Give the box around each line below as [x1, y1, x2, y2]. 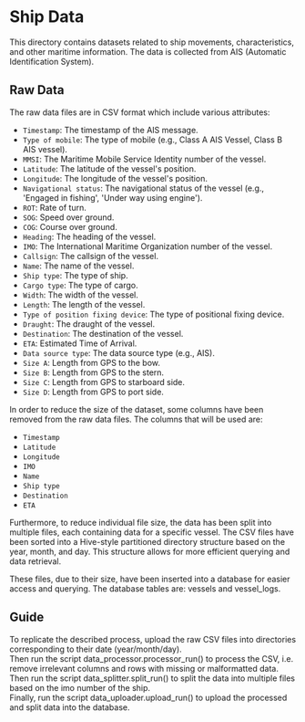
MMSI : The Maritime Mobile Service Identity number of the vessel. [22, 153, 267, 164]
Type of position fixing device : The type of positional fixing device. [22, 309, 285, 319]
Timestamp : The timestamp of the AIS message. [22, 124, 198, 135]
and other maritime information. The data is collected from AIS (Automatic [9, 46, 287, 57]
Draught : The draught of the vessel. [22, 318, 156, 330]
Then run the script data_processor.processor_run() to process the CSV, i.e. [9, 653, 294, 664]
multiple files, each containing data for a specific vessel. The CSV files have [9, 527, 294, 538]
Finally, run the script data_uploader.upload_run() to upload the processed [9, 692, 288, 703]
